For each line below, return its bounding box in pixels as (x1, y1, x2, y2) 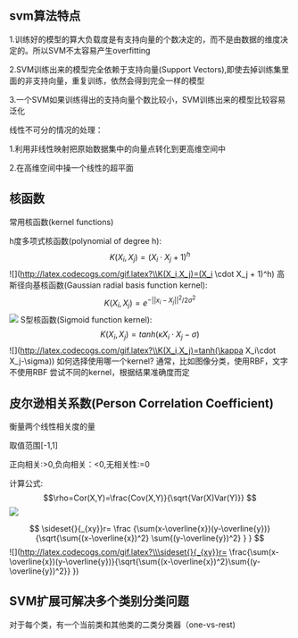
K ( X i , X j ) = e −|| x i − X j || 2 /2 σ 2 (103, 294, 196, 310)
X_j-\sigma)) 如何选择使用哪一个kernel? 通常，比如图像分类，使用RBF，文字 (9, 356, 288, 366)
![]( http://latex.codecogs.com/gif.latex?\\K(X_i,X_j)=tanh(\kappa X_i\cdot (9, 345, 277, 356)
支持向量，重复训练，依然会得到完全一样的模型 (32, 75, 205, 86)
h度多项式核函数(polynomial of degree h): (9, 235, 162, 246)
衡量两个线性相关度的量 (9, 421, 95, 432)
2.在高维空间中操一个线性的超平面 (9, 162, 134, 172)
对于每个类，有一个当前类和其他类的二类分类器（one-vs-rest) (9, 619, 236, 630)
